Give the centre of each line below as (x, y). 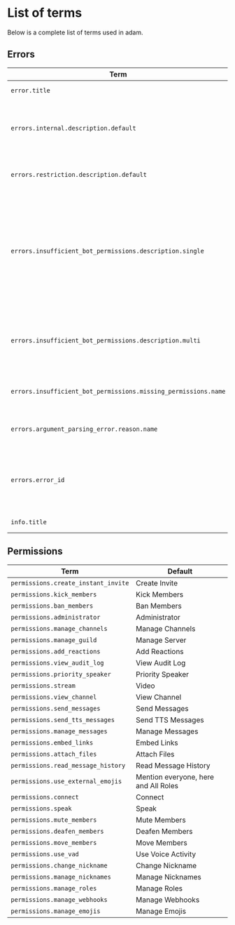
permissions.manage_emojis (56, 911)
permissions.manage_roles (54, 888)
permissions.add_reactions (56, 651)
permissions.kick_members (54, 594)
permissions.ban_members (52, 606)
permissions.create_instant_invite (70, 583)
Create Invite (157, 583)
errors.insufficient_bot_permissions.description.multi (106, 340)
